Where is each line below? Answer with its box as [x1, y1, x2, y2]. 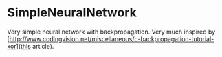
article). [32, 42, 54, 50]
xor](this [7, 42, 31, 50]
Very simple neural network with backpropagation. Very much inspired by [7, 27, 216, 36]
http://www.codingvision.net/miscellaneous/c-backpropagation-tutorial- [9, 34, 214, 43]
